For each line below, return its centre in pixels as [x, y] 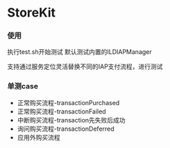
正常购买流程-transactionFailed [61, 111]
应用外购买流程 [39, 137]
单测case [23, 86]
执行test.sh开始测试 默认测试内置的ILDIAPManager [80, 52]
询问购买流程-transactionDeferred [66, 129]
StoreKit [32, 13]
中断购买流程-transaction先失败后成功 [71, 120]
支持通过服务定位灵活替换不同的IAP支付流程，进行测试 [85, 66]
